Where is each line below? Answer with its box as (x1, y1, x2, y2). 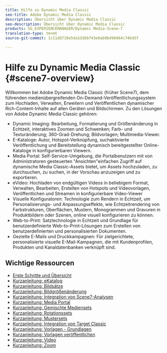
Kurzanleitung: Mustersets (12, 315, 68, 321)
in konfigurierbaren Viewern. (32, 147, 92, 153)
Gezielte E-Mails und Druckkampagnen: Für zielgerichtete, (12, 233, 135, 239)
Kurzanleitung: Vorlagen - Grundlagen (12, 326, 92, 332)
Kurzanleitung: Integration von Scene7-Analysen (12, 294, 114, 300)
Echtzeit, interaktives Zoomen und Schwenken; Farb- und (12, 126, 133, 132)
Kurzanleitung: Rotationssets (12, 310, 72, 316)
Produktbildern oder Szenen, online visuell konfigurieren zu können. (12, 212, 154, 218)
